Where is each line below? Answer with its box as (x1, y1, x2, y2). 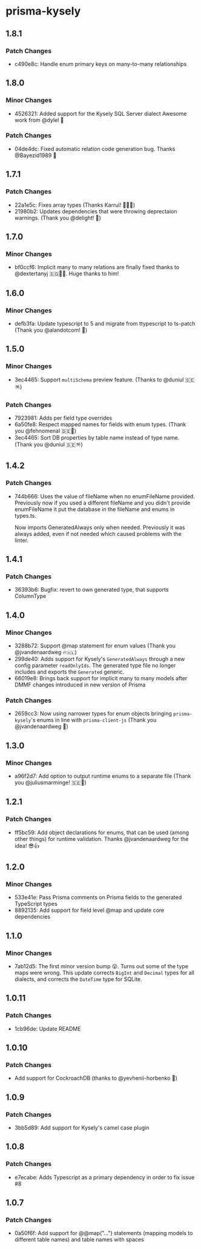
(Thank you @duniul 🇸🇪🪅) (14, 441, 83, 448)
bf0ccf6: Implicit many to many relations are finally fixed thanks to (14, 264, 180, 271)
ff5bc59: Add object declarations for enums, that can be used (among (14, 829, 189, 836)
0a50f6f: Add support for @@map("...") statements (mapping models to (14, 1230, 193, 1237)
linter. (14, 537, 28, 544)
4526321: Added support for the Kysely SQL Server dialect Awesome (14, 110, 187, 117)
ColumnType (14, 592, 47, 600)
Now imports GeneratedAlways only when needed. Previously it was (14, 523, 185, 531)
